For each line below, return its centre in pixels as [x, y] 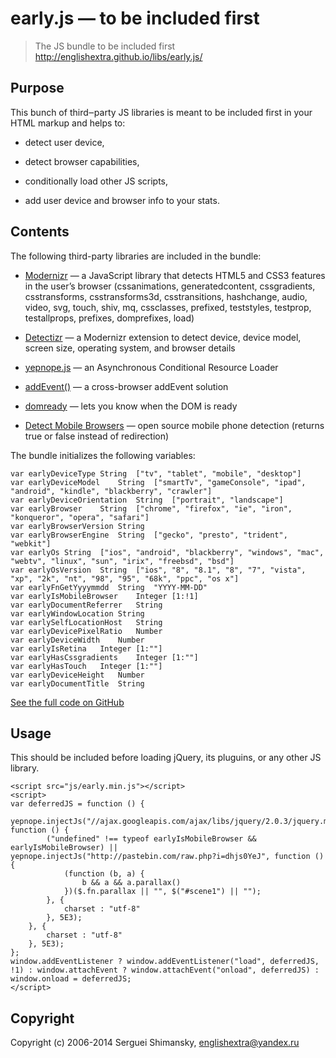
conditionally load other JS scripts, [96, 181]
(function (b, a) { [104, 874]
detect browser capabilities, [82, 161]
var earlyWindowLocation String [77, 613]
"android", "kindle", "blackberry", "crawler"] [111, 491]
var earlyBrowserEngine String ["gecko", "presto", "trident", [149, 535]
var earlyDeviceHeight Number [77, 675]
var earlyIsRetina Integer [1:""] [86, 648]
